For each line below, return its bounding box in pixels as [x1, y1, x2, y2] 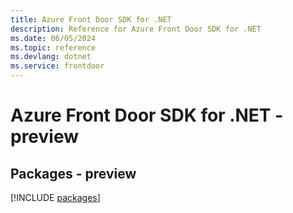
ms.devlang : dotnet [10, 52, 92, 62]
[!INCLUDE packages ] [10, 192, 101, 203]
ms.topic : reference [10, 42, 97, 53]
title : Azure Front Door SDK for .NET [10, 14, 172, 25]
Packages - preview [10, 165, 137, 182]
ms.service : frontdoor [10, 61, 105, 71]
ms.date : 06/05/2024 [10, 33, 97, 43]
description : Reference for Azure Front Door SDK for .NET [10, 24, 262, 34]
